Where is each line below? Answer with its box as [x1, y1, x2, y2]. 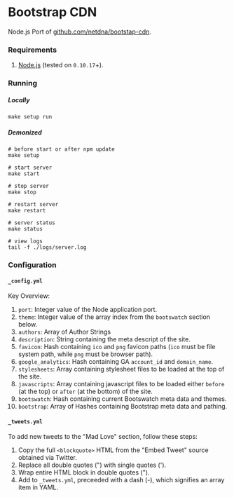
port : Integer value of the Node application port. [18, 306, 157, 314]
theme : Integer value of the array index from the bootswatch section [18, 313, 211, 321]
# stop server [8, 183, 50, 190]
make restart [8, 207, 46, 215]
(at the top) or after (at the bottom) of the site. [18, 387, 153, 396]
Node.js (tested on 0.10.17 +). [18, 61, 104, 69]
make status [8, 226, 43, 233]
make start [8, 170, 40, 177]
